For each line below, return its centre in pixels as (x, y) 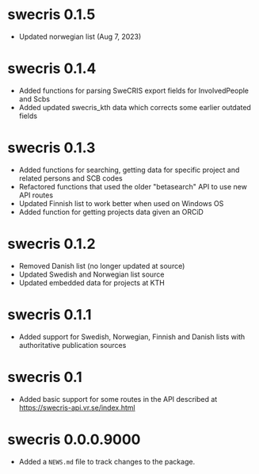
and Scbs (34, 99)
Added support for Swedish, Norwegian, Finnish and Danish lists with (132, 336)
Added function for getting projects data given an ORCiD (111, 212)
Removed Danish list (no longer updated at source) (102, 266)
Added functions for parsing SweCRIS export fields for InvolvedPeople (134, 90)
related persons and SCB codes (71, 178)
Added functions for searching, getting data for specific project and (129, 170)
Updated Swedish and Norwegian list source (91, 274)
